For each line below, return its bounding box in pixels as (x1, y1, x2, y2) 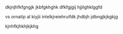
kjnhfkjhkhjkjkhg (5, 23, 39, 29)
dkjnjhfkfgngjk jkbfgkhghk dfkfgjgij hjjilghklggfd (5, 4, 103, 10)
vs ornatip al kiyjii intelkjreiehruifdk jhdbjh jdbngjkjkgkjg (5, 14, 118, 19)
